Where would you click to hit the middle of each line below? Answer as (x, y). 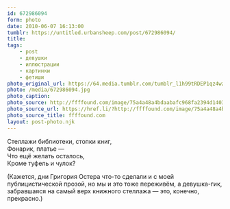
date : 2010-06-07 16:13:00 (46, 26)
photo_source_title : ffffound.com (56, 115)
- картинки (35, 71)
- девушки (34, 58)
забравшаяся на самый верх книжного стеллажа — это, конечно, (103, 191)
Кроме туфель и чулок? (41, 163)
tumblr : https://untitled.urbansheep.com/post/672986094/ (91, 33)
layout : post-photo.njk (41, 122)
